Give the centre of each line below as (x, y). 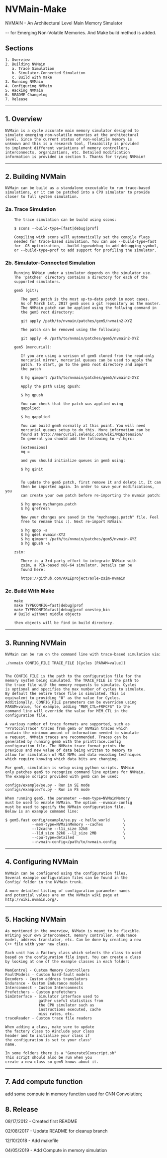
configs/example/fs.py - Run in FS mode (48, 790)
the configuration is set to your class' (49, 1040)
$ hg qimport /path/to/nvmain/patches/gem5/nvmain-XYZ (79, 539)
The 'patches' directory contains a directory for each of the (81, 277)
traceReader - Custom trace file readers (49, 1018)
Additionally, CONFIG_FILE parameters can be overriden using (71, 702)
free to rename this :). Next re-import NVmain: (72, 521)
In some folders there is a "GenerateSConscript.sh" (61, 1053)
